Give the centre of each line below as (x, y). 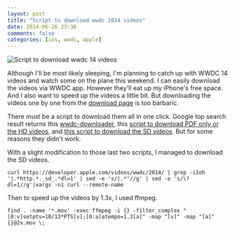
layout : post (26, 14)
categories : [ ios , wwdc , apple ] (54, 40)
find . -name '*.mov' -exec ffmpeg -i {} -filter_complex (94, 211)
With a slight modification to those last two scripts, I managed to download (115, 153)
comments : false (31, 33)
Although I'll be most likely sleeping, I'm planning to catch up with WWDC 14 (117, 73)
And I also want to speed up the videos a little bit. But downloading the (109, 96)
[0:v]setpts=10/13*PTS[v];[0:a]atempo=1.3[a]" (76, 217)
